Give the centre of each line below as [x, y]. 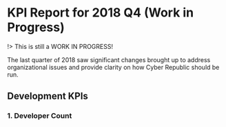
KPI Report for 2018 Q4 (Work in [101, 13]
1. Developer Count [40, 116]
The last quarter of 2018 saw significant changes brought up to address [109, 59]
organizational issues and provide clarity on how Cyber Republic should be [113, 67]
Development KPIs [48, 96]
